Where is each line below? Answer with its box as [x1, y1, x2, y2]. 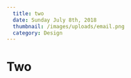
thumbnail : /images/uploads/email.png [12, 23, 125, 30]
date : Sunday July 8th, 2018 [12, 17, 97, 23]
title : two [12, 10, 44, 17]
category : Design [12, 29, 63, 37]
